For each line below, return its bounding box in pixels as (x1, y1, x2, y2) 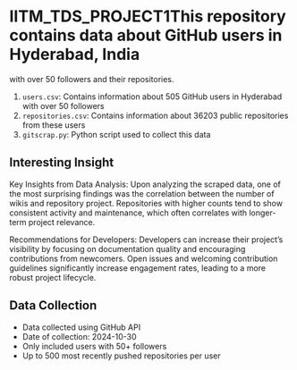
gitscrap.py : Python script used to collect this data (21, 129, 211, 139)
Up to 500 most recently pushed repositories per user (21, 350, 221, 361)
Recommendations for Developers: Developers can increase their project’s (9, 234, 284, 245)
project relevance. (28, 216, 96, 227)
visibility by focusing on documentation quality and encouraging (9, 243, 246, 254)
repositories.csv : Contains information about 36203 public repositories (21, 110, 289, 121)
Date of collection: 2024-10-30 (21, 331, 137, 341)
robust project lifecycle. (9, 272, 97, 282)
